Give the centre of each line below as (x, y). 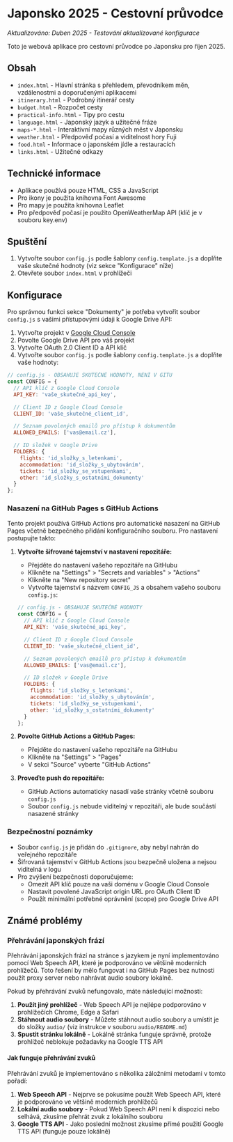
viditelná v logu (39, 869)
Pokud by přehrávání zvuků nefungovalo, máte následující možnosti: (105, 992)
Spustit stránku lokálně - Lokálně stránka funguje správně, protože (114, 1034)
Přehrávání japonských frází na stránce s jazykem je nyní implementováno (113, 955)
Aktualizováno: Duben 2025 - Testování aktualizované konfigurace (103, 33)
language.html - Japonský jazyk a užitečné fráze (87, 122)
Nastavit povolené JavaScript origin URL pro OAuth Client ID (114, 891)
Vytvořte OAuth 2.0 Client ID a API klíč (72, 347)
